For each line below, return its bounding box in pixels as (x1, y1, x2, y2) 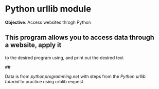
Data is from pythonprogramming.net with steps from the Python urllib (5, 74, 146, 79)
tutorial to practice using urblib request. (5, 79, 85, 85)
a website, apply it (5, 41, 62, 49)
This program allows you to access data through (5, 33, 155, 42)
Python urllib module (5, 3, 91, 15)
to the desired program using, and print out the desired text (5, 55, 124, 61)
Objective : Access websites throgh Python (5, 19, 91, 25)
